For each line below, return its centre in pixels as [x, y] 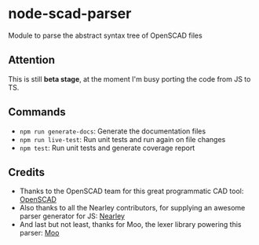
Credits [27, 172]
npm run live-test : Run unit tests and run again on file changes [122, 139]
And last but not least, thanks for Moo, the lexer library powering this [130, 225]
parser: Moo [39, 233]
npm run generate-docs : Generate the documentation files [113, 131]
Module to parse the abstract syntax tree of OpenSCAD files [105, 35]
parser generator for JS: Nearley [72, 216]
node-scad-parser [70, 14]
